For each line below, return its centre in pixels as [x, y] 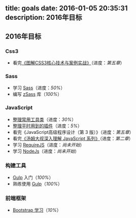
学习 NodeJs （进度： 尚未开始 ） [46, 151]
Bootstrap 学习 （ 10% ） [37, 210]
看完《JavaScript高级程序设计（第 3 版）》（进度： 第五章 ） [73, 132]
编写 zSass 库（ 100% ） [37, 94]
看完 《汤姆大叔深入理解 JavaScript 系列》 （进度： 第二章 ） [73, 138]
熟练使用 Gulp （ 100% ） [37, 184]
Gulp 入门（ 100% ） [33, 177]
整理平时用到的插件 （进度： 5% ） [47, 126]
